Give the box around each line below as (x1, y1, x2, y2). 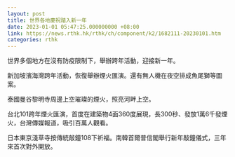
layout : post (7, 10, 46, 18)
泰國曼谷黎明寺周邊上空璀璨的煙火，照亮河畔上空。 (7, 95, 155, 104)
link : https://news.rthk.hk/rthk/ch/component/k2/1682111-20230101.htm (7, 29, 221, 37)
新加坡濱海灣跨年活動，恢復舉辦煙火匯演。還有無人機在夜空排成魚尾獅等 (7, 71, 216, 80)
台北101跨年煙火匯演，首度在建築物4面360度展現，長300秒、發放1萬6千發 (7, 110, 222, 118)
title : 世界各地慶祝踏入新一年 (7, 17, 87, 24)
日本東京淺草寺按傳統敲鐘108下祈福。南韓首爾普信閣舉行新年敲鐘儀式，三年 (7, 134, 227, 142)
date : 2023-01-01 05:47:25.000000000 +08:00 (7, 23, 140, 30)
